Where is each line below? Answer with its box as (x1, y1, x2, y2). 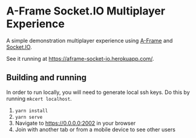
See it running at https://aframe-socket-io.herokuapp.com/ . (6, 55, 154, 62)
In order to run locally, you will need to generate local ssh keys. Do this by (6, 89, 191, 96)
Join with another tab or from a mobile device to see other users (15, 125, 175, 133)
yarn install (15, 107, 48, 114)
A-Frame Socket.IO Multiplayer (6, 4, 165, 18)
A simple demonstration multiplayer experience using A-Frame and (6, 37, 173, 44)
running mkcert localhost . (6, 95, 72, 102)
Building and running (6, 72, 87, 83)
